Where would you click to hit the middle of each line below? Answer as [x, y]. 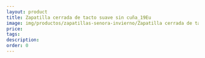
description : [23, 40]
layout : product [27, 12]
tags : [13, 34]
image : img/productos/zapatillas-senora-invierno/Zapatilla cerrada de [99, 23]
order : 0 [17, 46]
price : [15, 29]
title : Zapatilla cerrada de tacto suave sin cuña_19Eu [79, 18]
